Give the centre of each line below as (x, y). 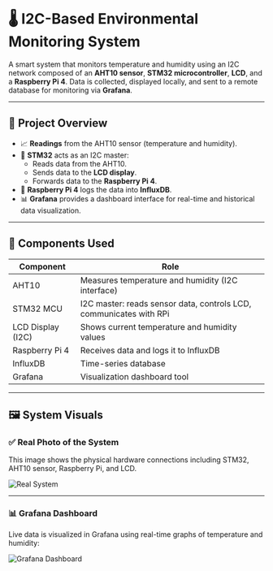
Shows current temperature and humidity (158, 327)
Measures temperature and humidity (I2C (159, 280)
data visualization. (50, 210)
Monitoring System (74, 42)
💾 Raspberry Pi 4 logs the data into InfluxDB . (96, 189)
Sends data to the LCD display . (84, 172)
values (93, 337)
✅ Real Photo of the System (64, 442)
